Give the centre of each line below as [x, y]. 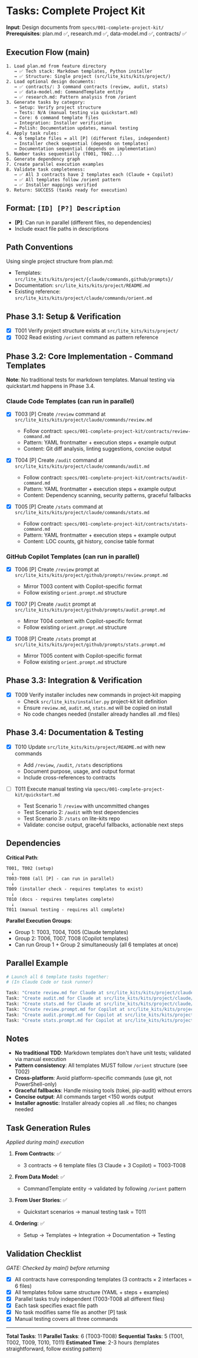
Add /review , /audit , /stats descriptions [73, 765]
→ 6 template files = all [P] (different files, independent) [92, 138]
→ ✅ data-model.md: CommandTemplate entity [69, 92]
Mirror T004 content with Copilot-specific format [83, 621]
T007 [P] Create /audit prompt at [55, 604]
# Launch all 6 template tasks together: [58, 977]
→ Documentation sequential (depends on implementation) [85, 149]
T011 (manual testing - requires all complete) [66, 910]
